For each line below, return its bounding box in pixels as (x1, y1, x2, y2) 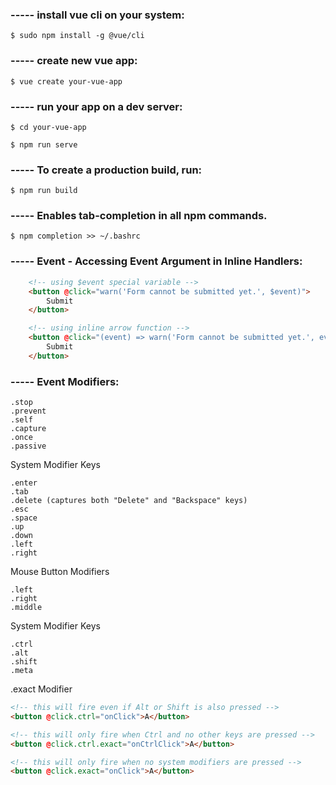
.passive (10, 441, 47, 452)
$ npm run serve (10, 139, 78, 150)
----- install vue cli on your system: (10, 8, 185, 22)
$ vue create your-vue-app (10, 76, 123, 87)
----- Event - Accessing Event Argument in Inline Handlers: (10, 254, 303, 268)
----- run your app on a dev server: (10, 99, 183, 113)
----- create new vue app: (10, 54, 138, 68)
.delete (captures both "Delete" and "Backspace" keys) (10, 496, 248, 506)
